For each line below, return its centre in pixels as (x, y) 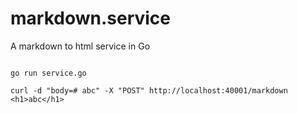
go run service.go (48, 73)
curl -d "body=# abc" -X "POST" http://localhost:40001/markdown (149, 90)
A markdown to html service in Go (80, 46)
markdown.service (91, 18)
